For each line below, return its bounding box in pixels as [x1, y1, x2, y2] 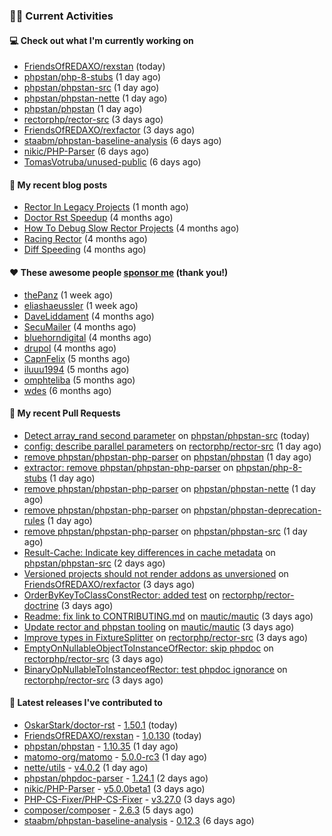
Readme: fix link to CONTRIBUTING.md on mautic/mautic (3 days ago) [23, 610, 314, 622]
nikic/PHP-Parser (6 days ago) [23, 145, 150, 158]
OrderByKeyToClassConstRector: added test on [23, 589, 221, 601]
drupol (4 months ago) [23, 342, 117, 354]
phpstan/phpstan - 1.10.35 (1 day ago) [23, 740, 179, 752]
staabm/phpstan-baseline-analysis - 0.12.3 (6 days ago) [23, 814, 255, 826]
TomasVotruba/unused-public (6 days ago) [23, 156, 202, 168]
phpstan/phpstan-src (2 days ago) [23, 557, 166, 569]
